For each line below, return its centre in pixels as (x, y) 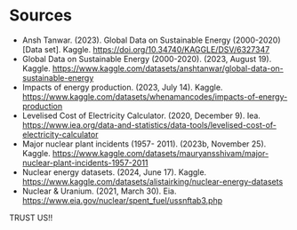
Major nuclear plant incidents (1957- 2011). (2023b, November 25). (144, 144)
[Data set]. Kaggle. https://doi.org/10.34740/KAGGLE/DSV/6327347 (146, 49)
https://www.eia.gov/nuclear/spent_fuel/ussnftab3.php (122, 200)
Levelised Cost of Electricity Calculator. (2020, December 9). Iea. (141, 115)
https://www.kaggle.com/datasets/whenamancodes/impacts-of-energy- (155, 96)
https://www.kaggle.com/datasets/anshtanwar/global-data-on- (168, 68)
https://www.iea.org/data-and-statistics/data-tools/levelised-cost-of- (149, 124)
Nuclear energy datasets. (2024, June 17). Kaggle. (114, 172)
